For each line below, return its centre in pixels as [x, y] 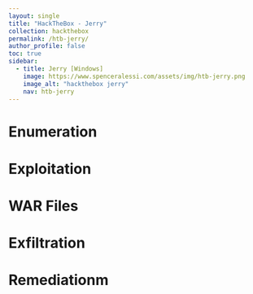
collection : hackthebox [49, 31]
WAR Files [44, 206]
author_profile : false [47, 46]
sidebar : [23, 62]
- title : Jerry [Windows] [60, 69]
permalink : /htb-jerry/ [49, 39]
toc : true [25, 54]
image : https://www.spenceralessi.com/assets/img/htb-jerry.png [134, 76]
